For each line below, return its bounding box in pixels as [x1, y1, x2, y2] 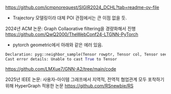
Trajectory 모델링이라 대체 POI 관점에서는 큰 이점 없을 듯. [12, 15, 127, 21]
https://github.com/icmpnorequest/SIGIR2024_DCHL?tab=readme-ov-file [5, 5, 159, 10]
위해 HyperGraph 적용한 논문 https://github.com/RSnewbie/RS [5, 82, 134, 88]
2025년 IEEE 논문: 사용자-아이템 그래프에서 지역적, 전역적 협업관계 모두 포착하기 [5, 76, 164, 82]
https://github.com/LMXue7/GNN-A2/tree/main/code [5, 66, 117, 72]
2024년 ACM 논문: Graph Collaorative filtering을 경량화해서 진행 [5, 25, 136, 32]
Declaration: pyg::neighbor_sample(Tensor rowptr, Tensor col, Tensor [5, 52, 158, 57]
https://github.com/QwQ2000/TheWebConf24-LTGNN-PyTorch [5, 32, 138, 37]
